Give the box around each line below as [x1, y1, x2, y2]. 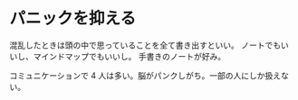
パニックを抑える [9, 8, 137, 29]
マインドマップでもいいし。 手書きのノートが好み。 [33, 50, 226, 61]
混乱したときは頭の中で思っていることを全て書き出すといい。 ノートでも [9, 40, 281, 50]
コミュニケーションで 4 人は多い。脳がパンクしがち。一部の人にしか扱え [9, 69, 282, 81]
